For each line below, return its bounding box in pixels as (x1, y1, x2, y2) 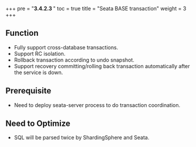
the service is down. (13, 69, 63, 76)
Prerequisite (5, 86, 52, 96)
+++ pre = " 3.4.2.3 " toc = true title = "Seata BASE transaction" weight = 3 (5, 5, 187, 12)
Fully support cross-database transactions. (13, 44, 119, 51)
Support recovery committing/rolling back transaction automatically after (13, 62, 190, 69)
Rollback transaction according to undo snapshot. (13, 56, 134, 64)
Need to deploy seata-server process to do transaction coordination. (13, 101, 181, 108)
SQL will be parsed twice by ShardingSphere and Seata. (13, 134, 150, 141)
